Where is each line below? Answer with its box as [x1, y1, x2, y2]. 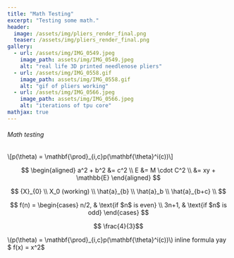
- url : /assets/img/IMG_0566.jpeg [13, 89, 115, 96]
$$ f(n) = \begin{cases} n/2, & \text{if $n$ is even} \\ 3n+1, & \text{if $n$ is [9, 200, 228, 209]
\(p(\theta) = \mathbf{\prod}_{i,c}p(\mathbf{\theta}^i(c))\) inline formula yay [7, 235, 227, 244]
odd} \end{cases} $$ [87, 208, 149, 216]
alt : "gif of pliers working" [20, 82, 109, 90]
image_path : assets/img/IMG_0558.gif [20, 75, 131, 83]
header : [7, 23, 30, 30]
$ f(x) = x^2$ [7, 242, 45, 251]
